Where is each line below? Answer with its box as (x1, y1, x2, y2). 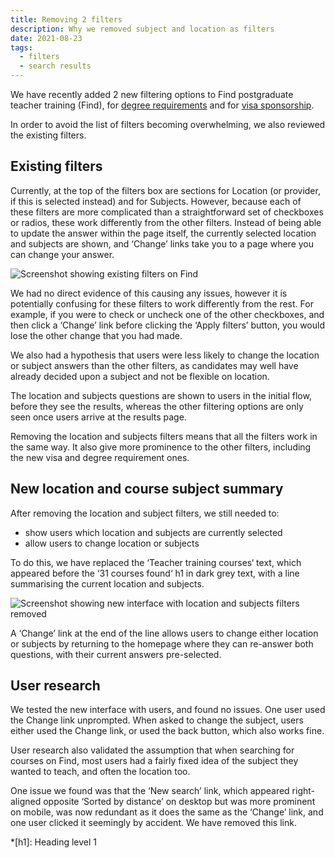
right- (291, 785, 316, 797)
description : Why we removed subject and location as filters (10, 24, 275, 34)
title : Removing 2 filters (10, 14, 123, 25)
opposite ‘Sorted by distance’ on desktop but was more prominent (43, 796, 316, 808)
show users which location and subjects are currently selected (24, 526, 283, 538)
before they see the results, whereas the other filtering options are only (10, 400, 304, 412)
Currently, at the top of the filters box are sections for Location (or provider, (10, 184, 321, 196)
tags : (10, 42, 33, 53)
